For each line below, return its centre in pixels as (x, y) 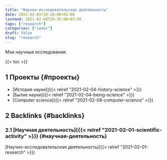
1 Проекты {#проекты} (42, 77)
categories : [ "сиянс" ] (29, 28)
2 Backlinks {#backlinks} (45, 116)
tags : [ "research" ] (25, 24)
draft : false (19, 33)
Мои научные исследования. (36, 52)
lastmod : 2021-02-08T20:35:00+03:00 (43, 19)
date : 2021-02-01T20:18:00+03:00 (40, 14)
